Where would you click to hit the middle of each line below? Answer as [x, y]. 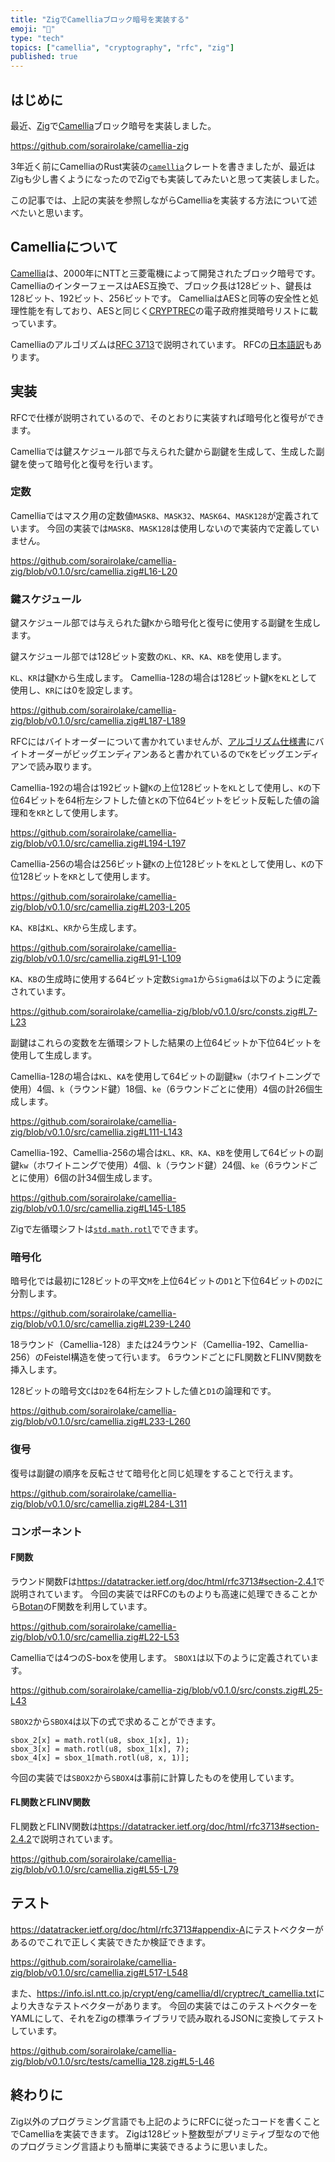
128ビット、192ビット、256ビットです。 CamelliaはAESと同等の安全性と [160, 298]
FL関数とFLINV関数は [54, 1827]
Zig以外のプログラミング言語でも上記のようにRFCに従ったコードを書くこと [166, 2121]
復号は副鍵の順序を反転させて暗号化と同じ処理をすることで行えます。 [154, 1473]
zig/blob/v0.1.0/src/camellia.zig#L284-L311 [99, 1503]
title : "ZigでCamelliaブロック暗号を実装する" [100, 19]
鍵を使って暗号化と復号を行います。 [84, 463]
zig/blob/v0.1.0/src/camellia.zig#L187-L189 [98, 721]
